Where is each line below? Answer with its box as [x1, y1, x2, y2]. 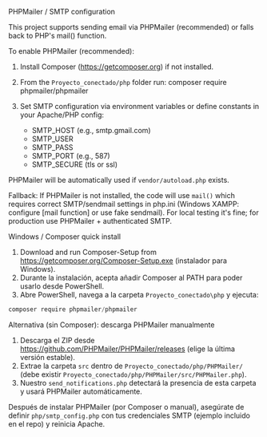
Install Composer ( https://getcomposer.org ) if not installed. [19, 62, 214, 71]
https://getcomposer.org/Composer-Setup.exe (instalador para [19, 256, 228, 265]
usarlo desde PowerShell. [19, 281, 105, 291]
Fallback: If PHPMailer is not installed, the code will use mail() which [8, 191, 236, 200]
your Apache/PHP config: [19, 110, 105, 119]
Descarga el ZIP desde [19, 335, 95, 345]
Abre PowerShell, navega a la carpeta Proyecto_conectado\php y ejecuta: [19, 290, 259, 299]
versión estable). [19, 352, 76, 362]
